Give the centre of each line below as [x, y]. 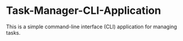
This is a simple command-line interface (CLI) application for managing [91, 27]
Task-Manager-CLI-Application [84, 11]
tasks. [13, 32]
